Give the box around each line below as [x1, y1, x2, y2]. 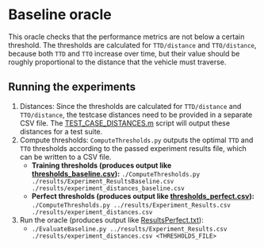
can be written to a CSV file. [19, 152, 112, 161]
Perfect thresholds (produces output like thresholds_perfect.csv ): [31, 191, 255, 200]
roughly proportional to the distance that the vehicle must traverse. [8, 57, 227, 67]
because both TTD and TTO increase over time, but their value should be [8, 48, 240, 58]
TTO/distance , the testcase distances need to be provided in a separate [19, 110, 253, 119]
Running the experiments [8, 80, 136, 94]
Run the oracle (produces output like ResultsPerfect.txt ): [19, 215, 204, 224]
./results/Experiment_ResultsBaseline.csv [31, 177, 174, 185]
